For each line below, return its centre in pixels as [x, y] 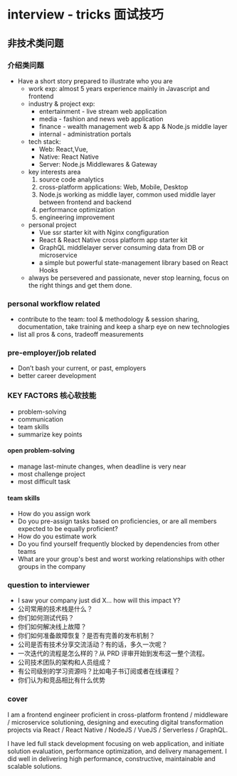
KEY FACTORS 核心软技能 [52, 396]
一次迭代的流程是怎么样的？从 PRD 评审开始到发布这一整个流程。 [113, 654]
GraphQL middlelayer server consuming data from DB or [122, 247]
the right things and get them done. [80, 285]
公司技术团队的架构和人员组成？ [64, 662]
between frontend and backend [85, 202]
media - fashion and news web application [101, 119]
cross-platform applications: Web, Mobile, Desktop [114, 187]
